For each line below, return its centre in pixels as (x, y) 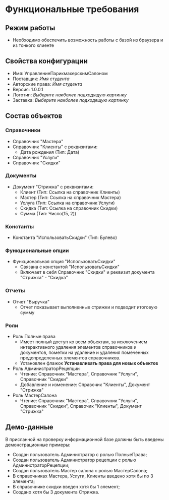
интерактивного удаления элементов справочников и (78, 347)
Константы (20, 226)
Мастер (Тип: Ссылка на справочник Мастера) (70, 197)
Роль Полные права (34, 336)
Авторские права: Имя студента (47, 84)
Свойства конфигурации (47, 61)
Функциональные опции (37, 251)
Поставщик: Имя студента (41, 79)
